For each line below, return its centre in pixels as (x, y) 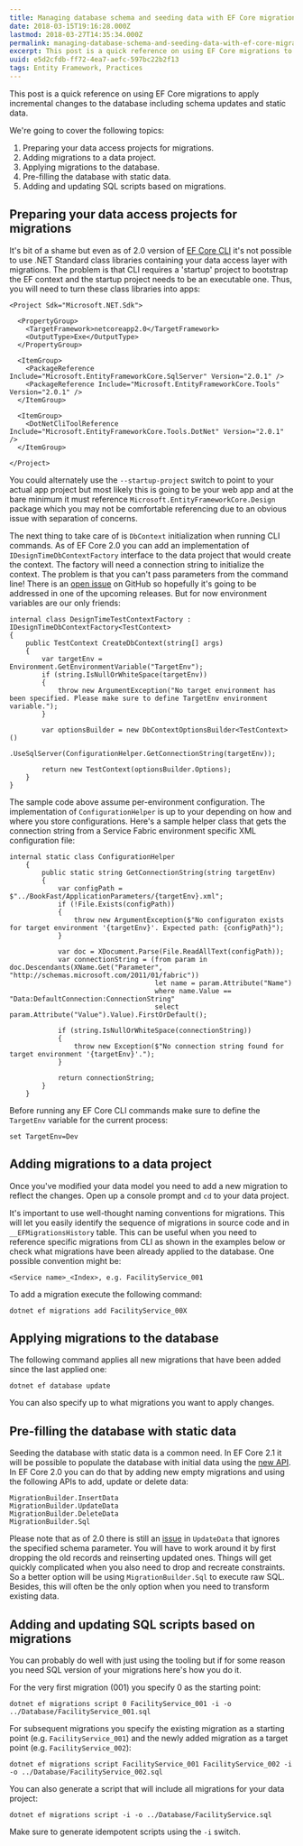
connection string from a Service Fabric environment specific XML (133, 830)
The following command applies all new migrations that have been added (145, 1360)
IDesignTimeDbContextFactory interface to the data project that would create (150, 555)
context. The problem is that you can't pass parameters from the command (149, 574)
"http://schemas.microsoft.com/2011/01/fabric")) (105, 975)
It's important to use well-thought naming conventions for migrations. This (147, 1213)
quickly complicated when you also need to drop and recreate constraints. (147, 1567)
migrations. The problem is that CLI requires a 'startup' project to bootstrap (149, 269)
